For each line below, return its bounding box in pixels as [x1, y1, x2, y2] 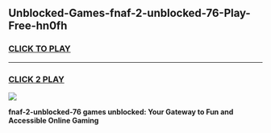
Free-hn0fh [8, 19, 68, 33]
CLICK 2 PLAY [8, 73, 65, 85]
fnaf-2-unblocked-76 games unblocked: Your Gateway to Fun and [8, 106, 234, 116]
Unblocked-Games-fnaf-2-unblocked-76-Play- [8, 6, 252, 20]
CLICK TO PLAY [8, 44, 71, 55]
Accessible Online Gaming [8, 115, 99, 125]
